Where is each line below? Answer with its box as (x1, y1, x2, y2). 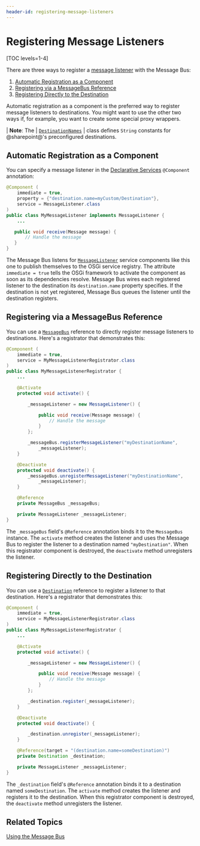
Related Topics (6, 817, 63, 827)
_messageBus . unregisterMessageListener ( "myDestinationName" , (28, 473, 184, 479)
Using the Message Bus (6, 833, 65, 840)
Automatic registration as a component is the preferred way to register (6, 102, 180, 109)
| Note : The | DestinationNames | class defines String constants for (6, 127, 171, 134)
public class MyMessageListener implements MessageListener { (6, 212, 165, 218)
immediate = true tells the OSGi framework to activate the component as (6, 269, 186, 276)
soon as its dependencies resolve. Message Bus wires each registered (6, 276, 181, 282)
